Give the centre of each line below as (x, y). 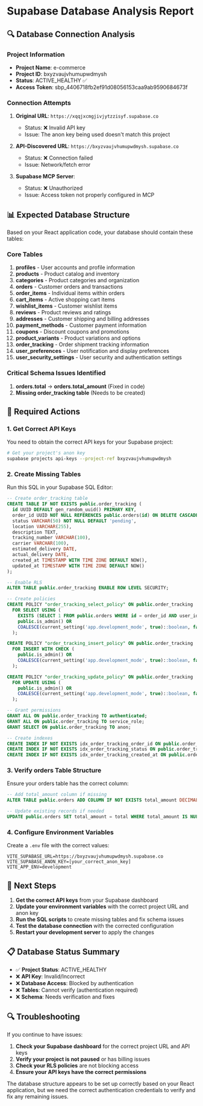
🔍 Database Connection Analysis (71, 34)
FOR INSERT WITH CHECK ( (43, 649)
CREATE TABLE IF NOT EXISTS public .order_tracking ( (74, 504)
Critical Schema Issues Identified (56, 373)
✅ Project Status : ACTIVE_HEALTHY (61, 969)
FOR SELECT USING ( (37, 610)
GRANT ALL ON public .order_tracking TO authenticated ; (77, 716)
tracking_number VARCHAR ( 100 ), (52, 538)
